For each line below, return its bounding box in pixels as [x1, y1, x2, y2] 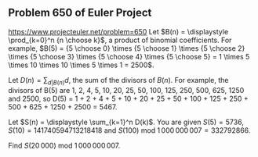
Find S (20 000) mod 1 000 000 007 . [8, 141, 121, 150]
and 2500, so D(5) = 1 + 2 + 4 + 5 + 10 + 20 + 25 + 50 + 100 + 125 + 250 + [8, 94, 249, 103]
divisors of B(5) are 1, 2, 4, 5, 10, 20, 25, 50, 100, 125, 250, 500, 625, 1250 [8, 85, 245, 95]
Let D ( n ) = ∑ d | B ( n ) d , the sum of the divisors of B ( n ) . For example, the [8, 75, 229, 87]
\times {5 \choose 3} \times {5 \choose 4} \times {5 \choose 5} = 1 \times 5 [8, 52, 250, 61]
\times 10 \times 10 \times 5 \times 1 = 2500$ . [8, 60, 154, 70]
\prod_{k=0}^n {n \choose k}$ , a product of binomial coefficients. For [8, 35, 232, 45]
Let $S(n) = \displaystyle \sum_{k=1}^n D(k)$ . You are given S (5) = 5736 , [8, 117, 245, 127]
